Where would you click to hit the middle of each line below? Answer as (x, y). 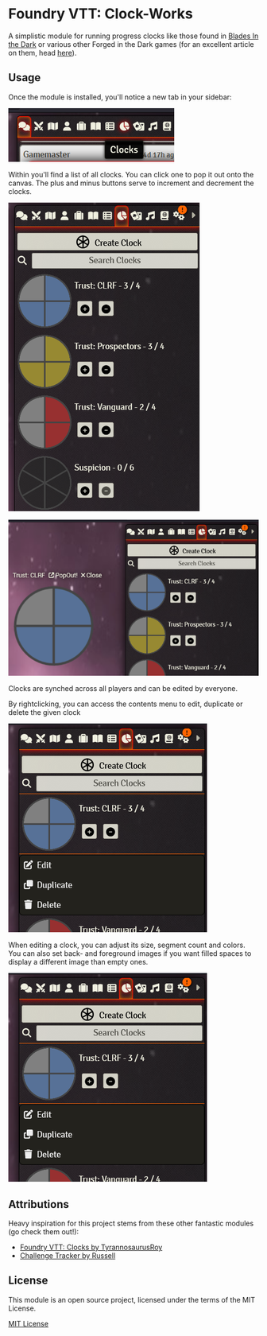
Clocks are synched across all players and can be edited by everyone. (123, 689)
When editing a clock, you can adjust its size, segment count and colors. (127, 945)
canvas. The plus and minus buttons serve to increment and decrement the (131, 183)
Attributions (39, 1204)
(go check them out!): (44, 1232)
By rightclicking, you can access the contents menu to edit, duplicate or (126, 704)
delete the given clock (44, 713)
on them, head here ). (43, 52)
